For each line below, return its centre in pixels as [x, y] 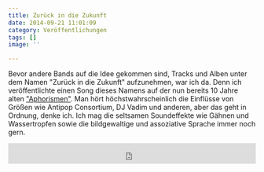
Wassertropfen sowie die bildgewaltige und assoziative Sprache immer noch [132, 124]
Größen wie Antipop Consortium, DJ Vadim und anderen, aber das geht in [127, 108]
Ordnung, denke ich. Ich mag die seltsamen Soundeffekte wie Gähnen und [128, 115]
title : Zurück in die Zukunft [58, 15]
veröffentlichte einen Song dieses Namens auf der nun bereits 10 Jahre [123, 90]
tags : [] [22, 37]
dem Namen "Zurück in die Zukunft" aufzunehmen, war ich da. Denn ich [125, 82]
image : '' [24, 45]
